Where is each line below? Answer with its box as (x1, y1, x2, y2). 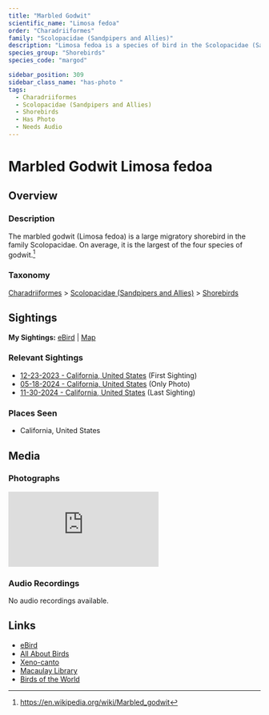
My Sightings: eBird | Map (8, 332, 96, 342)
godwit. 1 (8, 248, 36, 259)
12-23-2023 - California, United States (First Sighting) (19, 370, 198, 380)
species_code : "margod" (8, 57, 88, 65)
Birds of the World (19, 674, 80, 684)
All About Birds (19, 649, 70, 658)
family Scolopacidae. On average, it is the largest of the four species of (8, 239, 243, 249)
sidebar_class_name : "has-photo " (8, 78, 124, 86)
